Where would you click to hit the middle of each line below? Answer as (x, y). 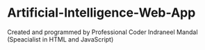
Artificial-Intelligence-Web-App (101, 13)
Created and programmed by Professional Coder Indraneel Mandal (102, 32)
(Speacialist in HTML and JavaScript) (60, 39)
